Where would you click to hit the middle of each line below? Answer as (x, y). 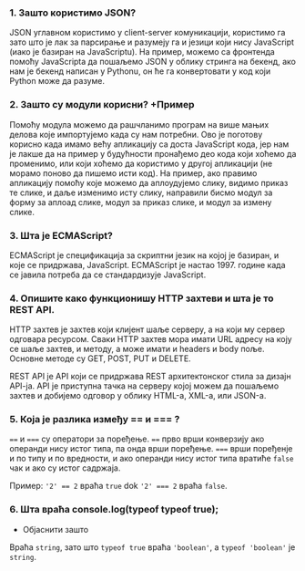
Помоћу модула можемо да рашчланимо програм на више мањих (139, 124)
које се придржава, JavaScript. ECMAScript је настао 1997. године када (147, 265)
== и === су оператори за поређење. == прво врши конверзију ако (137, 439)
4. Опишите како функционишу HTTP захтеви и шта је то (142, 298)
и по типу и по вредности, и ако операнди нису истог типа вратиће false (152, 459)
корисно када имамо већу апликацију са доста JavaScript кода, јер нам (149, 144)
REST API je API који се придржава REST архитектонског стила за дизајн (150, 377)
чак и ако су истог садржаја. (65, 468)
